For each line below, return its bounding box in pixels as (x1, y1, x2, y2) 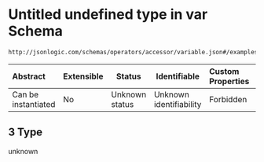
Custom (209, 65, 240, 76)
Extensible (62, 71, 104, 82)
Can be (12, 89, 39, 100)
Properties (209, 75, 250, 87)
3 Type (8, 126, 43, 139)
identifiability (153, 98, 202, 109)
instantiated (12, 98, 56, 109)
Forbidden (209, 94, 247, 105)
